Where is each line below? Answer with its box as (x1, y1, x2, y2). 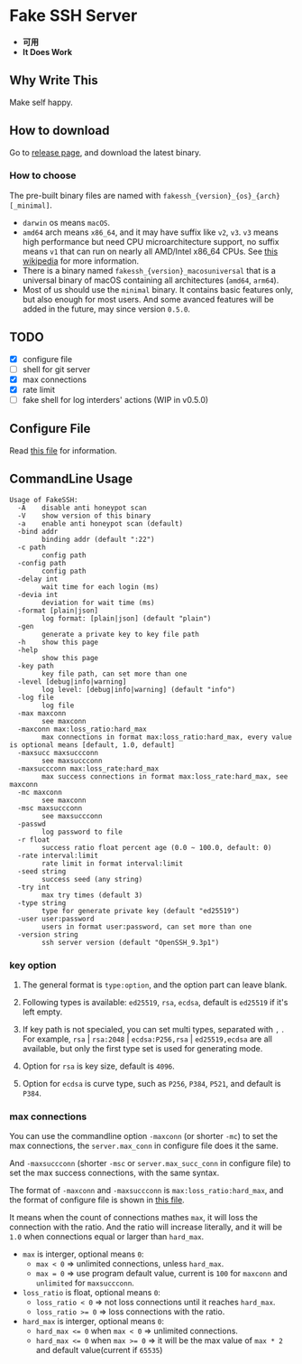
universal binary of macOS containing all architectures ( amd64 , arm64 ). (22, 275, 279, 285)
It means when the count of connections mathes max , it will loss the (9, 1212, 259, 1223)
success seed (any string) (41, 874, 143, 883)
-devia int (17, 590, 59, 599)
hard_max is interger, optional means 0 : (22, 1316, 165, 1327)
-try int (17, 883, 50, 892)
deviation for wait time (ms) (41, 598, 155, 607)
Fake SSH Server (9, 5, 138, 26)
